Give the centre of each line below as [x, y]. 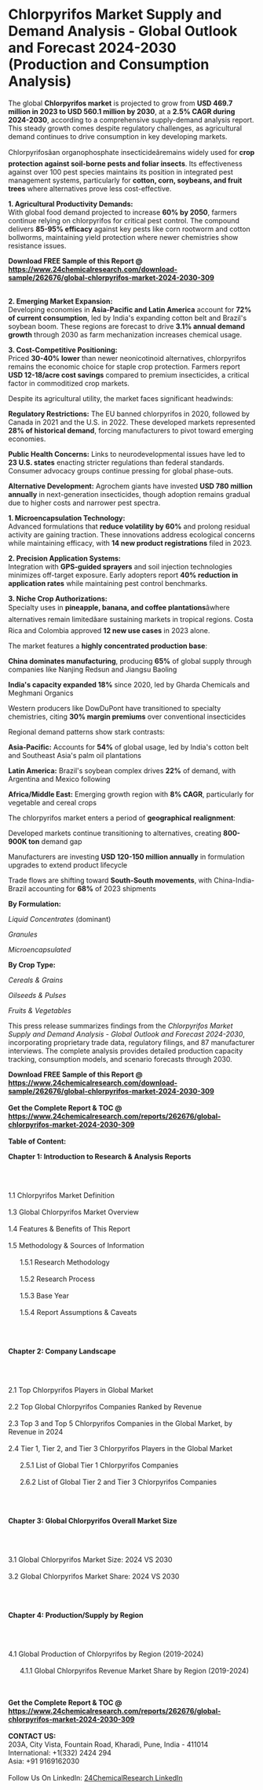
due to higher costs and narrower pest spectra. [84, 503]
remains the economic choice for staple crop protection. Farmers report [124, 366]
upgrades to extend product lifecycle [68, 865]
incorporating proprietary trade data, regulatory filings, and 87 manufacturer [131, 1042]
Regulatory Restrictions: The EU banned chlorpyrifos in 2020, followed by [129, 414]
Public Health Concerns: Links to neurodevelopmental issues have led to [127, 454]
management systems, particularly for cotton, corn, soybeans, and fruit [125, 180]
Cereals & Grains [36, 980]
